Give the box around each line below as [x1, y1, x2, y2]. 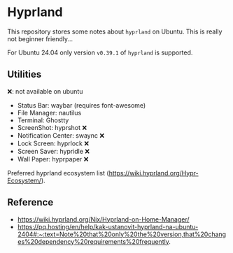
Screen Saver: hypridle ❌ [17, 147, 90, 155]
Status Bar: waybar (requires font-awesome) [17, 101, 146, 109]
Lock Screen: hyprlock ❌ [17, 139, 90, 147]
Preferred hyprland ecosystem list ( [7, 168, 110, 177]
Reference [7, 196, 54, 208]
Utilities [7, 68, 42, 80]
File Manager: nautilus [17, 108, 82, 117]
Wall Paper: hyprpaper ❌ [17, 154, 89, 163]
